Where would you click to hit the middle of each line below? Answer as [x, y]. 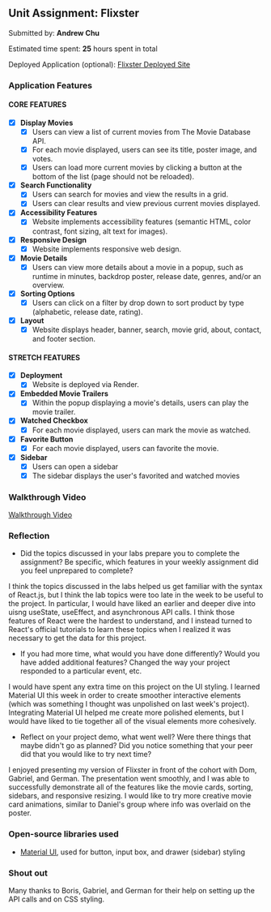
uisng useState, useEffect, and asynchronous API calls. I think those [122, 613]
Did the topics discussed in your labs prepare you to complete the [130, 553]
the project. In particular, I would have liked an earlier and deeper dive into [132, 604]
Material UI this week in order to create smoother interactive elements [125, 695]
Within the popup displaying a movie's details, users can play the [140, 403]
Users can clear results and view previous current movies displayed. [146, 204]
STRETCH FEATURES [44, 357]
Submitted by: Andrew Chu [54, 32]
